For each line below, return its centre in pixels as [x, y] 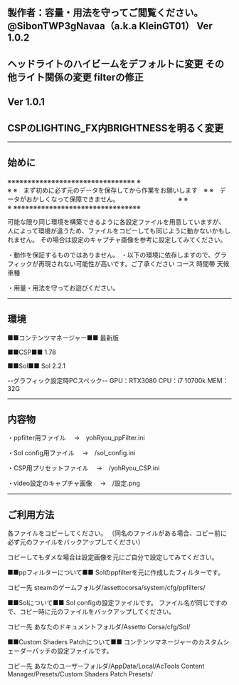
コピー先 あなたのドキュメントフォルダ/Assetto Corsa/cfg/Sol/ [99, 627]
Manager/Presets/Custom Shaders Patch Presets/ [80, 674]
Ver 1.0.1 [26, 102]
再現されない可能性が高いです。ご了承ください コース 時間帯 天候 [134, 263]
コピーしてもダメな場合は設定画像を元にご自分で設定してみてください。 [113, 557]
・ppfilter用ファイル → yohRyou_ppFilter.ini [76, 438]
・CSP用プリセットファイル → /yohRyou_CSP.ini [84, 468]
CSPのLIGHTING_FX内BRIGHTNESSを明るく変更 [116, 128]
